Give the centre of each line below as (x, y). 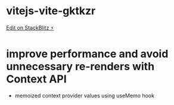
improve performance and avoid (87, 54)
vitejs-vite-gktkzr (51, 11)
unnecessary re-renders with (80, 67)
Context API (36, 79)
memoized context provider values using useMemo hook (85, 96)
